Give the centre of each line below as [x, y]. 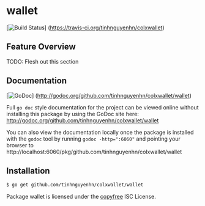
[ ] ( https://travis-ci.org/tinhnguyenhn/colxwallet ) [86, 28]
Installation [28, 171]
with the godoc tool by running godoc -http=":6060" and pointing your [93, 139]
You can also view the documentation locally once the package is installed [100, 132]
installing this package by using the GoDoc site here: [73, 114]
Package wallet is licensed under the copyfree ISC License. [81, 197]
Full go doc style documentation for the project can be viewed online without [102, 107]
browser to [20, 145]
